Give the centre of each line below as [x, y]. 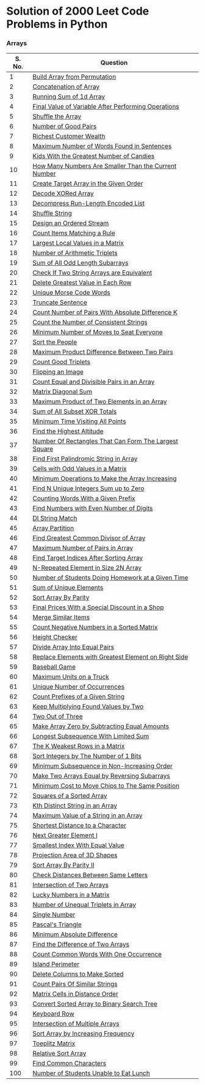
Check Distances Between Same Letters [90, 875]
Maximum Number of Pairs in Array [83, 548]
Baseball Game [54, 667]
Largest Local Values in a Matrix [78, 243]
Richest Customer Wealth [69, 137]
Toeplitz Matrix [54, 1044]
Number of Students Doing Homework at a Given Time [110, 578]
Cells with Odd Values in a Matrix [80, 469]
